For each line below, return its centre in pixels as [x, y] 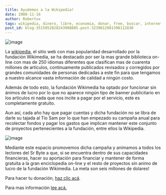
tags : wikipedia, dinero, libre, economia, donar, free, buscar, [74, 23]
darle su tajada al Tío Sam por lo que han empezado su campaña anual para [83, 118]
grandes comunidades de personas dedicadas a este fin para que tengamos [83, 73]
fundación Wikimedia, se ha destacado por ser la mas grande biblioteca [78, 57]
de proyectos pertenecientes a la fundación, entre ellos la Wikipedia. [75, 128]
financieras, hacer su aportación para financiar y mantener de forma [75, 158]
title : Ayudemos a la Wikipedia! [40, 10]
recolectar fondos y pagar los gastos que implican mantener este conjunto [81, 123]
